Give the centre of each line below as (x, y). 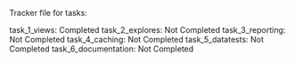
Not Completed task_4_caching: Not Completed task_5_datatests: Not (137, 39)
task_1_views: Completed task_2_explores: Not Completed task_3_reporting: (147, 30)
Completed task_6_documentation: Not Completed (102, 49)
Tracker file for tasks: (48, 13)
